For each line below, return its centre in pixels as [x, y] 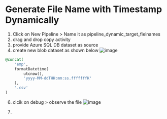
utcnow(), [34, 74]
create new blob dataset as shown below [56, 50]
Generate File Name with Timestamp [84, 9]
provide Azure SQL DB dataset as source [55, 45]
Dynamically [32, 20]
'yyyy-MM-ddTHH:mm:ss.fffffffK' [58, 78]
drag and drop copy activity [42, 39]
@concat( [14, 59]
